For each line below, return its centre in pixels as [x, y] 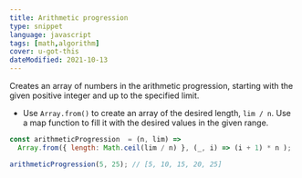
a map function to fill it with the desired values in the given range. [146, 123]
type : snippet [36, 26]
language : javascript [51, 35]
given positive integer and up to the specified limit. [104, 95]
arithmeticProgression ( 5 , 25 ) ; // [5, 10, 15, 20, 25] [116, 164]
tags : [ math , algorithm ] [55, 43]
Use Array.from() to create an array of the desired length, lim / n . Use [157, 113]
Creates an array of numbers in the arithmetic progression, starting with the [151, 86]
